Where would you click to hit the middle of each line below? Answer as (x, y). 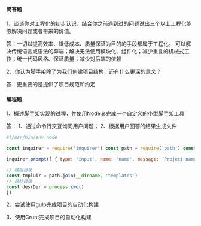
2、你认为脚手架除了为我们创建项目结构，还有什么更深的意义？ (84, 71)
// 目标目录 (19, 181)
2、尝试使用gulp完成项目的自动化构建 (53, 204)
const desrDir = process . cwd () (45, 187)
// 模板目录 (19, 170)
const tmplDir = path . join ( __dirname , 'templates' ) (72, 176)
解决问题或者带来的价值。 (43, 31)
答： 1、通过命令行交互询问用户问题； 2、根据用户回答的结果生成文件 (92, 126)
